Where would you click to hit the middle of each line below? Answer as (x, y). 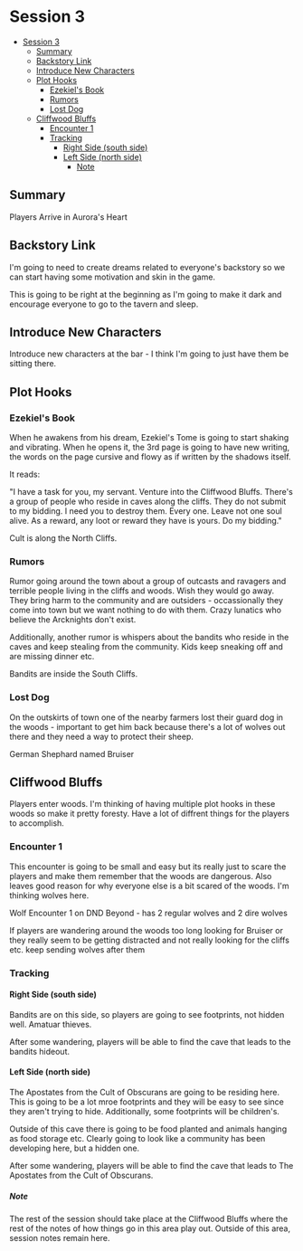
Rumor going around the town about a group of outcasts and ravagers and (148, 582)
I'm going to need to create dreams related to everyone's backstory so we (147, 267)
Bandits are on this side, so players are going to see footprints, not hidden (147, 1014)
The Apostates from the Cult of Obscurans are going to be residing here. (145, 1093)
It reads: (25, 474)
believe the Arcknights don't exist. (73, 620)
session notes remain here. (60, 1238)
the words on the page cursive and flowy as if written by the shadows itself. (150, 457)
